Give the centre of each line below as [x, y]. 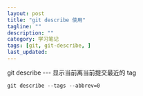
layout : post [26, 13]
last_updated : [28, 52]
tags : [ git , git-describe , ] [49, 46]
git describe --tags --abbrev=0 [54, 86]
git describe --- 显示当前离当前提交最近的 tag [72, 73]
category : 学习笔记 [33, 39]
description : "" [30, 33]
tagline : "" [24, 26]
